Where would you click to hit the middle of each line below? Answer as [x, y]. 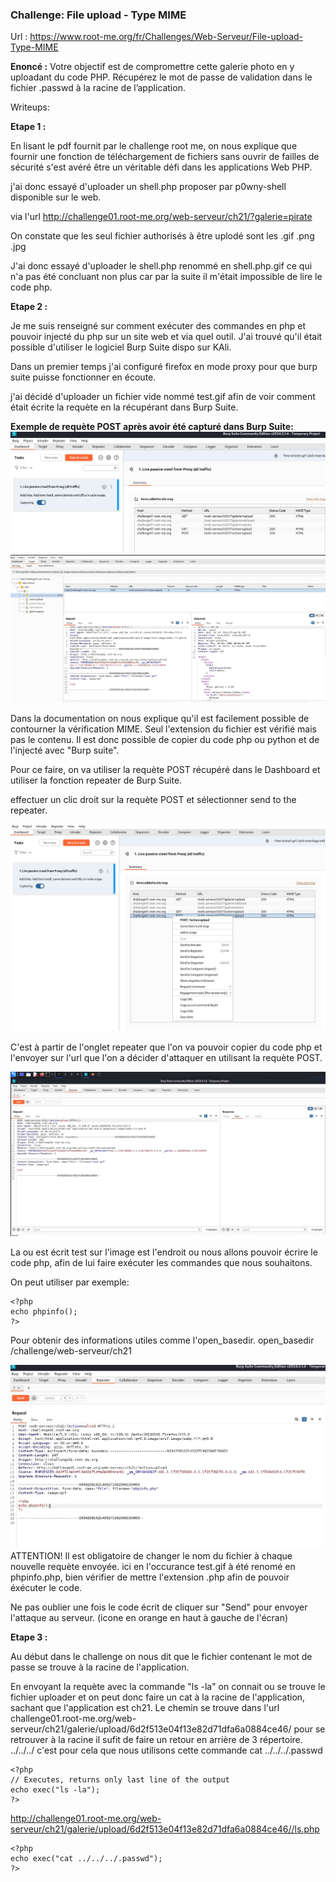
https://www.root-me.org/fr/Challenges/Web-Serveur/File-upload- [166, 37]
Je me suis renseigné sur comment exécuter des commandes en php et [158, 326]
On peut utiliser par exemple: [70, 1282]
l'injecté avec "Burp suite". [65, 750]
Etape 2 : [29, 307]
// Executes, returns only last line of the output [120, 1779]
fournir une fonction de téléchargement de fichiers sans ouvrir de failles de [165, 157]
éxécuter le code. [46, 1587]
